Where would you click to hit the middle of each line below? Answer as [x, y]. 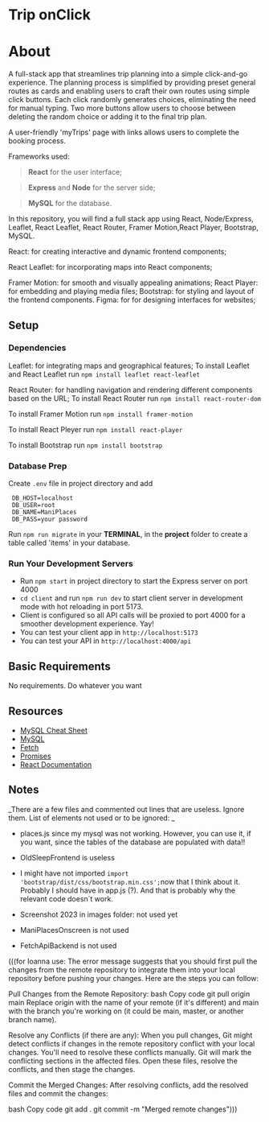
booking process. [37, 141]
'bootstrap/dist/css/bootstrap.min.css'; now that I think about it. [130, 881]
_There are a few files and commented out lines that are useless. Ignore [126, 809]
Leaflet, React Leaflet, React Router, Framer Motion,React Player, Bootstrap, [134, 228]
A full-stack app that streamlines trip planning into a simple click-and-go [128, 74]
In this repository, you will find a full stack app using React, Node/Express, [131, 219]
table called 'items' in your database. [69, 543]
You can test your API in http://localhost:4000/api [105, 641]
